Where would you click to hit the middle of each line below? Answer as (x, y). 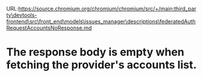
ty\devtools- (22, 15)
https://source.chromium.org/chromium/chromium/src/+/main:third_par (107, 9)
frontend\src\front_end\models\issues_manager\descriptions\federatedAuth (101, 21)
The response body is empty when (95, 52)
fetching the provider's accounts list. (101, 65)
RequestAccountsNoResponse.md (49, 28)
